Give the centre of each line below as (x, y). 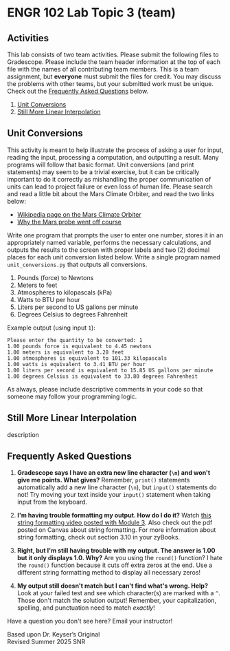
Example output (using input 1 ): (51, 328)
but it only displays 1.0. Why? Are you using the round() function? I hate (120, 558)
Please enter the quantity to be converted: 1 (75, 340)
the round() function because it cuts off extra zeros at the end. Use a (115, 565)
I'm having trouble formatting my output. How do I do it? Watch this (114, 515)
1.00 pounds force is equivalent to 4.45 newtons (80, 346)
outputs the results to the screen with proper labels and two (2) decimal (108, 250)
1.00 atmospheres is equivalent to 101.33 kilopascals (87, 358)
